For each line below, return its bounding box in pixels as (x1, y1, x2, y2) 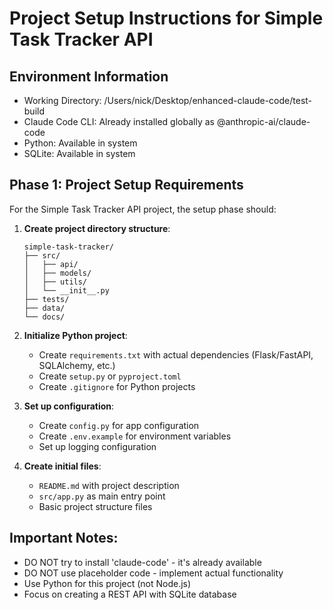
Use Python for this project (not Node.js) (23, 577, 192, 589)
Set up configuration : (23, 400, 115, 412)
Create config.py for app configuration (38, 419, 200, 431)
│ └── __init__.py (23, 285, 110, 296)
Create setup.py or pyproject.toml (38, 370, 182, 382)
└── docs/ (23, 312, 66, 322)
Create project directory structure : (23, 222, 171, 234)
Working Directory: (23, 95, 102, 106)
